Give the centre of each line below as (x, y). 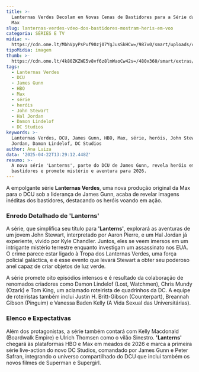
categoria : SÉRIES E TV (36, 34)
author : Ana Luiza (29, 149)
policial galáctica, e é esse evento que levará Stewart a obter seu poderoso (98, 260)
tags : (13, 67)
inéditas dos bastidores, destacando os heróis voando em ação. (84, 200)
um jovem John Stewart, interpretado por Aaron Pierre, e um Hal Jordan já (97, 235)
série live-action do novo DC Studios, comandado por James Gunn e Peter (97, 350)
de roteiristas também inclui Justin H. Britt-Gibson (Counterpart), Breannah (98, 297)
